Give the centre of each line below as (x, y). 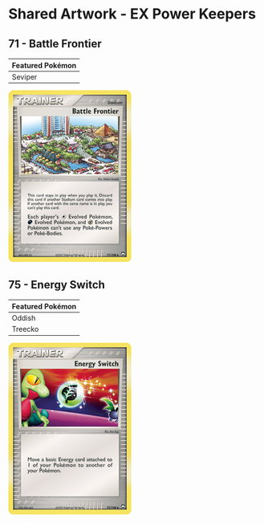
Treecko (25, 329)
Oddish (24, 317)
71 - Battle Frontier (55, 44)
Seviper (24, 76)
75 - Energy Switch (57, 285)
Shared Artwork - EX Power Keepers (132, 14)
